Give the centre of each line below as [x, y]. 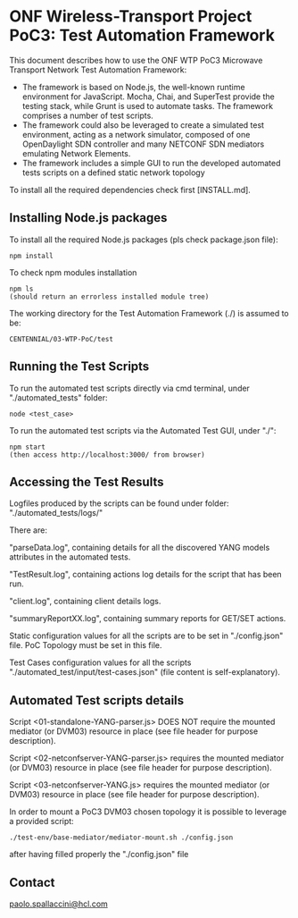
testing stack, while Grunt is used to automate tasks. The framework [148, 105]
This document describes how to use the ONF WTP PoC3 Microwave [136, 60]
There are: [28, 530]
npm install [31, 256]
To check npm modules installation [73, 272]
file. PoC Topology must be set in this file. [86, 645]
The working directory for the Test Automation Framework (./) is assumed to [149, 313]
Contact [32, 882]
